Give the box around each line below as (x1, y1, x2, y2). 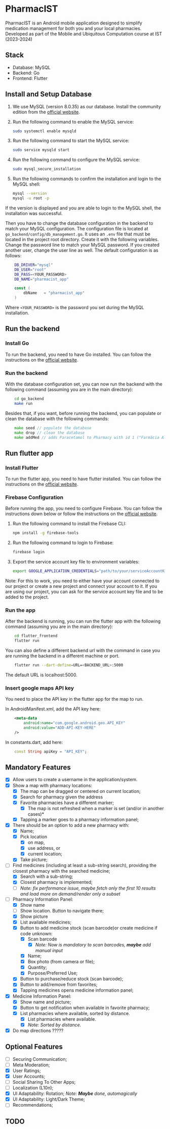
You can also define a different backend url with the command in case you (5, 647, 160, 653)
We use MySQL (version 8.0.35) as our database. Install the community (12, 103, 161, 109)
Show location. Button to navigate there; (20, 907, 104, 913)
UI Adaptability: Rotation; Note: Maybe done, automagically (12, 1090, 138, 1096)
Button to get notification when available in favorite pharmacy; (20, 1004, 150, 1011)
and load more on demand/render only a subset (20, 890, 120, 897)
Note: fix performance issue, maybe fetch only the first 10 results (20, 885, 156, 891)
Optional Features (5, 1043, 63, 1051)
